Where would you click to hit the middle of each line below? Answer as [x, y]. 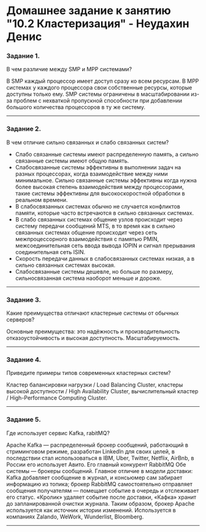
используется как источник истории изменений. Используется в [91, 510]
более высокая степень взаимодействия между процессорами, [99, 187]
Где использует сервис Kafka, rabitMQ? [58, 433]
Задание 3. [24, 299]
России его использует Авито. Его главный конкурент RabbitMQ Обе [96, 465]
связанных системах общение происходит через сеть [86, 232]
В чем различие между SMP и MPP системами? [69, 69]
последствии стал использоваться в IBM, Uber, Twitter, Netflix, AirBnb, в [100, 458]
